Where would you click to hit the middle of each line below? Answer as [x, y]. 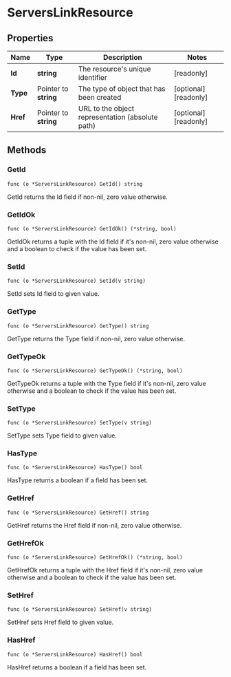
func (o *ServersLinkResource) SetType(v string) [80, 423]
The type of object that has [122, 89]
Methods [27, 150]
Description [122, 57]
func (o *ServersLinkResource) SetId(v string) [77, 281]
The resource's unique [114, 69]
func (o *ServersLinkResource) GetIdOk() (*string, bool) [92, 228]
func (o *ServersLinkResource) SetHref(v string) [80, 610]
